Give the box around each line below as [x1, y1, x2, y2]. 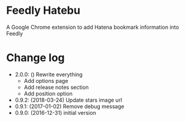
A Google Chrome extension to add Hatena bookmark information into [6, 23, 179, 31]
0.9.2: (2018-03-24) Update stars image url [14, 96, 123, 103]
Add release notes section [23, 84, 89, 91]
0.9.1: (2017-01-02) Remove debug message [14, 103, 124, 110]
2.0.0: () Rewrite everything [14, 70, 83, 78]
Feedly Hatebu [6, 4, 80, 17]
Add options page [23, 77, 68, 84]
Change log [6, 51, 65, 65]
